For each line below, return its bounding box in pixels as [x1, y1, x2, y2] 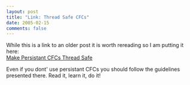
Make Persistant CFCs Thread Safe [6, 54, 93, 61]
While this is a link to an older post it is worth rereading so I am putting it [6, 42, 184, 49]
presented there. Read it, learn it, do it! [6, 72, 101, 79]
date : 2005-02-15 [6, 20, 50, 26]
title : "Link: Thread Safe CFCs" [6, 14, 90, 20]
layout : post [6, 8, 39, 15]
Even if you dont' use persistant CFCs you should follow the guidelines [6, 66, 180, 73]
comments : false [6, 25, 47, 32]
